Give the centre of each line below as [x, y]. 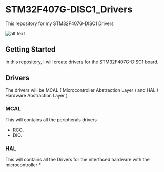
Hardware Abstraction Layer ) [36, 95]
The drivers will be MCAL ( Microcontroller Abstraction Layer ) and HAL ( [82, 90]
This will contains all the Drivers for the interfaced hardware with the [78, 160]
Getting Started [30, 50]
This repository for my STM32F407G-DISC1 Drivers [59, 23]
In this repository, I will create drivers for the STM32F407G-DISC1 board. [82, 62]
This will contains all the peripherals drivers [51, 120]
